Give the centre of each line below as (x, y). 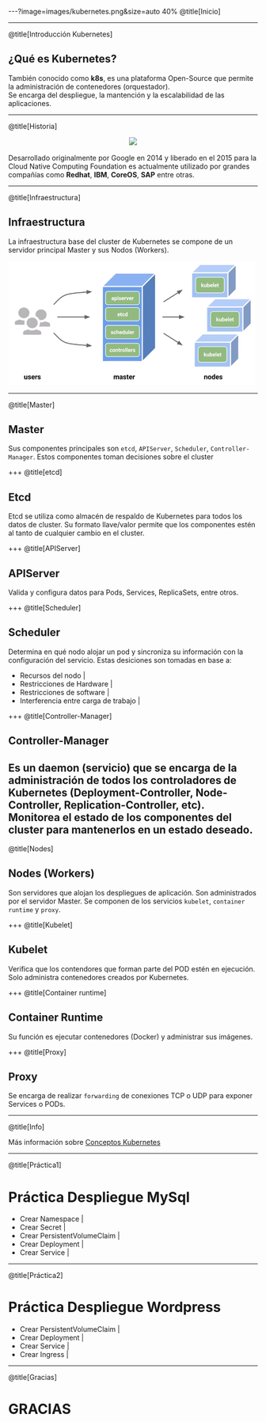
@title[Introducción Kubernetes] (61, 34)
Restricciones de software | (65, 692)
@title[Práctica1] (35, 1165)
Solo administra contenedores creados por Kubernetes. (99, 977)
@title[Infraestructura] (44, 197)
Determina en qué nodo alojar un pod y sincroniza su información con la (126, 652)
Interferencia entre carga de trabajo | (80, 701)
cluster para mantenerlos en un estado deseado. (131, 829)
